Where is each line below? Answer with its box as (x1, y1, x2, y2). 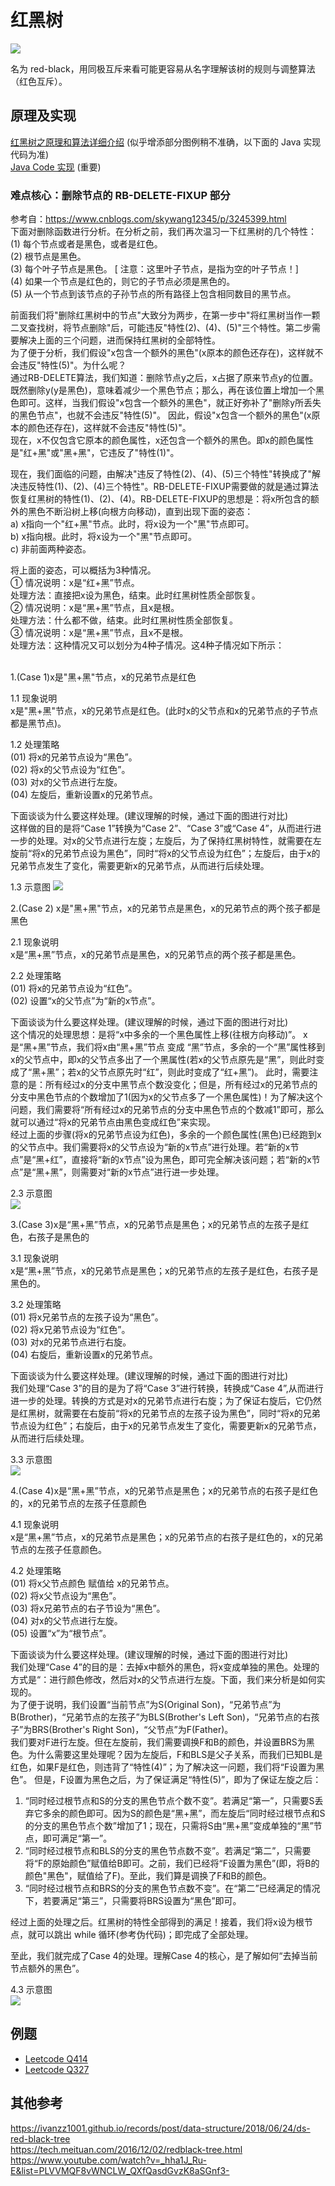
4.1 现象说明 (10, 1519, 60, 1531)
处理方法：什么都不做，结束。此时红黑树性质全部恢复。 (10, 614, 238, 626)
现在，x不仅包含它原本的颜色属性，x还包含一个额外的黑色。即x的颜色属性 (10, 434, 314, 446)
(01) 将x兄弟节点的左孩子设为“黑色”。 (10, 1311, 164, 1323)
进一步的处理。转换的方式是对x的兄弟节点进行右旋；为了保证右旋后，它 (10, 1395, 305, 1407)
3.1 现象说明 (10, 1252, 59, 1265)
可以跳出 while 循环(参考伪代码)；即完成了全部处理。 (36, 1929, 254, 1941)
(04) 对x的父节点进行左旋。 (10, 1615, 123, 1627)
